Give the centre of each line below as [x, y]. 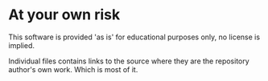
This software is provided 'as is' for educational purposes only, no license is [134, 37]
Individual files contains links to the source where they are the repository [129, 61]
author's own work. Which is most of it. [73, 69]
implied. [21, 45]
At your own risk [64, 15]
